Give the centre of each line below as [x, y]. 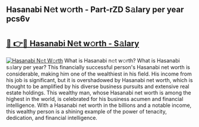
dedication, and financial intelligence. [52, 118]
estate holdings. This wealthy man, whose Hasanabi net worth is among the [99, 93]
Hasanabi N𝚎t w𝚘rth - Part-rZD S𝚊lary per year [95, 10]
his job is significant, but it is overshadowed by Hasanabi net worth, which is [99, 80]
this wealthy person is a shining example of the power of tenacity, [87, 111]
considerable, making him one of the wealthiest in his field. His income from [99, 74]
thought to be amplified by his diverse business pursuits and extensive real [98, 86]
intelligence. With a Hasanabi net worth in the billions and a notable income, [99, 105]
